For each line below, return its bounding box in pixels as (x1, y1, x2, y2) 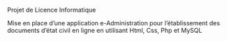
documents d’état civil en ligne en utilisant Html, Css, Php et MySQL (7, 27, 203, 34)
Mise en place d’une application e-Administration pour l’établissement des (7, 19, 220, 27)
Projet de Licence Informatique (7, 6, 96, 14)
